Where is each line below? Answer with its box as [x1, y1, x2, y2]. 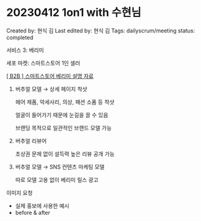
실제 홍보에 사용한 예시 [15, 202, 70, 209]
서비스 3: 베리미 [6, 46, 44, 54]
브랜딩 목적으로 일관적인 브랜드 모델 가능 [15, 124, 112, 131]
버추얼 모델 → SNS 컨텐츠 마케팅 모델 [15, 163, 105, 170]
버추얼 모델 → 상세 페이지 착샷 [15, 85, 87, 92]
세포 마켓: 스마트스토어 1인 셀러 [6, 59, 81, 67]
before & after [15, 209, 51, 216]
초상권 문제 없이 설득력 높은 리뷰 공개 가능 [15, 150, 115, 158]
